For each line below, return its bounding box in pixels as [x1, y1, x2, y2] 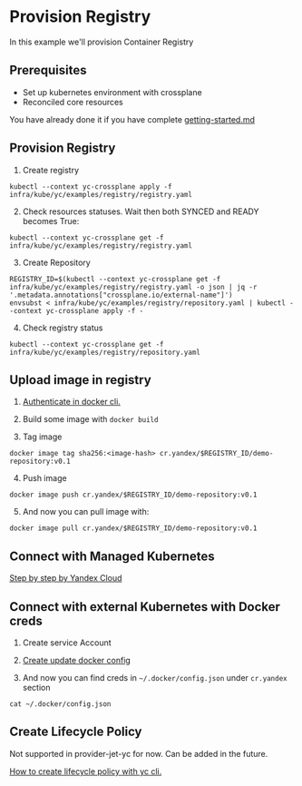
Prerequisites [9, 63, 87, 78]
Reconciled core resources [22, 96, 124, 107]
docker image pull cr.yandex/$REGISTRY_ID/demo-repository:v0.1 [9, 524, 258, 533]
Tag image [22, 431, 63, 442]
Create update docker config [22, 655, 132, 665]
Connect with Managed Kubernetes [9, 548, 215, 564]
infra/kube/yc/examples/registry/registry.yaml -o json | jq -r [9, 282, 258, 291]
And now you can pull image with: [22, 506, 150, 517]
